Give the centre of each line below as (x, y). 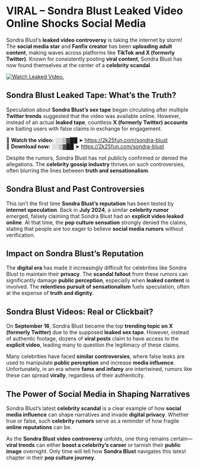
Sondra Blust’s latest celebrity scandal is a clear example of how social (94, 408)
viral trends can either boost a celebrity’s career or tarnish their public (94, 445)
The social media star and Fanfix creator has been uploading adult (89, 46)
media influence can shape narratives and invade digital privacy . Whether (98, 414)
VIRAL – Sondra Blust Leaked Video (95, 11)
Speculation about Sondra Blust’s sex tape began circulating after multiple (97, 109)
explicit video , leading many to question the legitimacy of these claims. (93, 345)
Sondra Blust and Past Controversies (76, 189)
